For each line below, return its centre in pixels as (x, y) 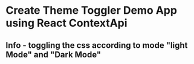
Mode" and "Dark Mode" (53, 54)
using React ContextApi (66, 23)
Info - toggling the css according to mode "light (97, 45)
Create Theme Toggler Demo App (92, 10)
